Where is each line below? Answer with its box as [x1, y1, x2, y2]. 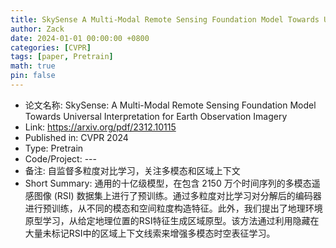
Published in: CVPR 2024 [24, 131, 129, 143]
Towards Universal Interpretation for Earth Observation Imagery [24, 110, 288, 122]
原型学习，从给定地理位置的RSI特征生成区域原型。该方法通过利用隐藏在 [24, 214, 320, 226]
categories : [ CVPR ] [10, 42, 92, 53]
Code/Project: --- [24, 152, 97, 165]
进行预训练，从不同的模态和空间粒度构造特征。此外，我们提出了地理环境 [24, 202, 323, 214]
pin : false [10, 71, 56, 81]
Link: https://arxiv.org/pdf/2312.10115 [24, 121, 177, 133]
